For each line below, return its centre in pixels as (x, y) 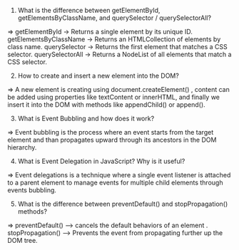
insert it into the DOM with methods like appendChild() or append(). (106, 105)
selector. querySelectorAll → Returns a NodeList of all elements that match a (119, 54)
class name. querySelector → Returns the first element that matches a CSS (118, 47)
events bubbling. (32, 190)
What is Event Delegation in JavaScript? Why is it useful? (101, 161)
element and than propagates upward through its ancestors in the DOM (112, 140)
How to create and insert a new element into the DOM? (98, 75)
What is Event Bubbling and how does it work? (86, 118)
